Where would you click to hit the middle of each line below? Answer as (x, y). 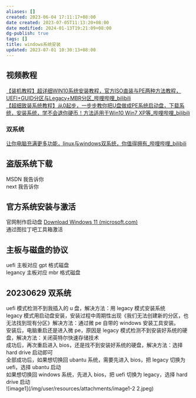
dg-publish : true (27, 34)
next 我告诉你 (23, 186)
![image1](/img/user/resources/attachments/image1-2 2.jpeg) (80, 389)
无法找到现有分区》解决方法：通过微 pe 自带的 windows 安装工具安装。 (93, 323)
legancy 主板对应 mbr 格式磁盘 (43, 272)
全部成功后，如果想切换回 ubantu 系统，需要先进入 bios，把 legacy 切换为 (96, 360)
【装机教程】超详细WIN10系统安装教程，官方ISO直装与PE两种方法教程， (94, 91)
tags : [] (17, 39)
